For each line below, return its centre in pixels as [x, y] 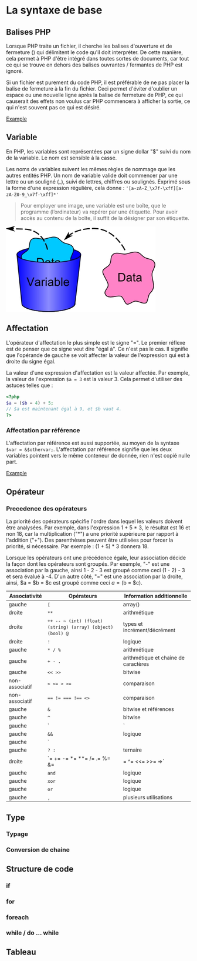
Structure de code [40, 869]
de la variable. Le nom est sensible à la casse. [62, 158]
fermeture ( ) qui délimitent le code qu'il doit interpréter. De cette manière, [95, 52]
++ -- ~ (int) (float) [75, 621]
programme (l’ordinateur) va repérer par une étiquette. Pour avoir [99, 212]
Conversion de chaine [38, 850]
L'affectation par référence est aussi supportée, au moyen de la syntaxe [93, 443]
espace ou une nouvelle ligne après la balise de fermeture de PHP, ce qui [95, 95]
